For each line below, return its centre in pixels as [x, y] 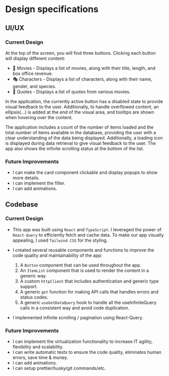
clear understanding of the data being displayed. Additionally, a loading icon [84, 138]
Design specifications [52, 9]
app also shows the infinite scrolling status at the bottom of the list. [75, 148]
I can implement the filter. [39, 183]
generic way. [33, 275]
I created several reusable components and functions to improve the [83, 250]
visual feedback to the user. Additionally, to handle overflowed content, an [82, 107]
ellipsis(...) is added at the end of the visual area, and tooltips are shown [80, 112]
